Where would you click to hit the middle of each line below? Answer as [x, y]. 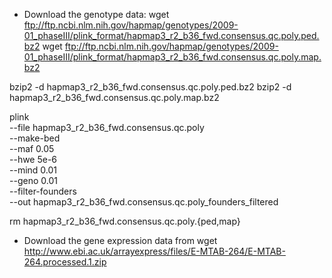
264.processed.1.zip [65, 262]
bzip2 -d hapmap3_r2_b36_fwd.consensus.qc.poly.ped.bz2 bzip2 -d [150, 87]
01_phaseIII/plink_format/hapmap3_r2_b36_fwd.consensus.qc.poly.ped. [171, 35]
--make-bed [35, 138]
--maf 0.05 [32, 148]
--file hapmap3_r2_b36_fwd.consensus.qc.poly [107, 127]
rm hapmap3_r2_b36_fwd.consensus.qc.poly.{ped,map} [125, 221]
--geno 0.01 [33, 180]
